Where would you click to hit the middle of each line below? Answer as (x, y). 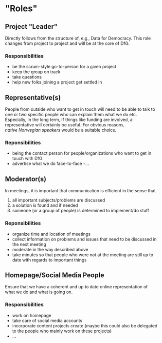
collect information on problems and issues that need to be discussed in (84, 239)
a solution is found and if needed (45, 205)
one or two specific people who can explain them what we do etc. (71, 115)
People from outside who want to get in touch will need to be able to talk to (80, 109)
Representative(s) (33, 97)
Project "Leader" (31, 27)
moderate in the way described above (50, 249)
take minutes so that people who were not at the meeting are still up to (83, 255)
